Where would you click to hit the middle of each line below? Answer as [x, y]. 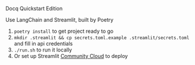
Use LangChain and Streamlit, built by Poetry [60, 20]
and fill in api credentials [43, 44]
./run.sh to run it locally [43, 50]
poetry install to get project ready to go [64, 31]
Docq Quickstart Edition [34, 8]
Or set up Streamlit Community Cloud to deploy [71, 56]
